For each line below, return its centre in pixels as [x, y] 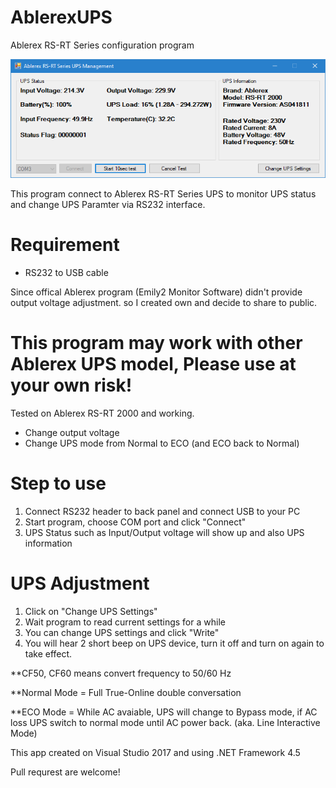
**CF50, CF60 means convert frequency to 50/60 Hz [121, 673]
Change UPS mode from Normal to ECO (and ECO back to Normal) [162, 443]
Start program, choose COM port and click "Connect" [135, 522]
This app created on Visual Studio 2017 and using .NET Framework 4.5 [155, 752]
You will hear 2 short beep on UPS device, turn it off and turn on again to [174, 643]
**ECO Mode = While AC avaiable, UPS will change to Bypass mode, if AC [164, 712]
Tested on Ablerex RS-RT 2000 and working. [102, 413]
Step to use [58, 483]
